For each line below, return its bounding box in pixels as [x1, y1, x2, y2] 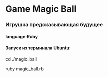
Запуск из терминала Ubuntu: [5, 45, 71, 51]
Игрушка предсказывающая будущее [5, 21, 103, 28]
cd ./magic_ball [5, 56, 37, 62]
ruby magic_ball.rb [5, 66, 44, 72]
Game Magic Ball [5, 3, 77, 15]
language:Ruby [5, 33, 38, 39]
